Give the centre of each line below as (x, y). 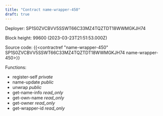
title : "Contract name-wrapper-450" (43, 10)
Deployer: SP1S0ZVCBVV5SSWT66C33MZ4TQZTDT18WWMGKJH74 (75, 28)
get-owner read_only (34, 103)
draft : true (17, 14)
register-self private (33, 77)
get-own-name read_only (38, 98)
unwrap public (27, 87)
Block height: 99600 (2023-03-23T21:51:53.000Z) (56, 38)
